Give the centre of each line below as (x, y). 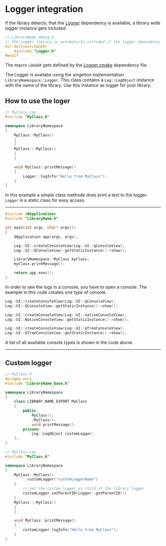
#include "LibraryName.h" (32, 219)
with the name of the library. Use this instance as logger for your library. (78, 85)
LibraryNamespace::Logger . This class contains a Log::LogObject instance (80, 80)
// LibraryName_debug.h (30, 37)
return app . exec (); (34, 273)
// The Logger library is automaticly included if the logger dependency (83, 42)
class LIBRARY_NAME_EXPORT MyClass (51, 402)
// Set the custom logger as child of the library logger (84, 489)
